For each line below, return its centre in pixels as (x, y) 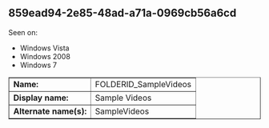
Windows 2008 (45, 56)
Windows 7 (38, 65)
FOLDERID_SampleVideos (143, 84)
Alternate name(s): (50, 111)
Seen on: (23, 32)
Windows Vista (44, 48)
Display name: (41, 98)
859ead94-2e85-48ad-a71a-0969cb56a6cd (122, 13)
